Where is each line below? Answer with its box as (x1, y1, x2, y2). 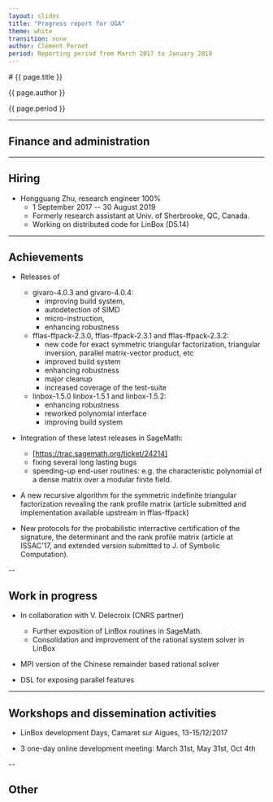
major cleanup (44, 374, 93, 384)
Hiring (8, 172, 41, 185)
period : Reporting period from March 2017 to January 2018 (8, 50, 213, 58)
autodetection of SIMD (44, 305, 120, 315)
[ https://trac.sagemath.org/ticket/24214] (32, 449, 168, 459)
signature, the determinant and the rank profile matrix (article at (19, 532, 233, 542)
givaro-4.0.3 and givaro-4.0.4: (32, 288, 134, 298)
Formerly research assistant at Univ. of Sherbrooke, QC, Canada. (32, 211, 250, 220)
